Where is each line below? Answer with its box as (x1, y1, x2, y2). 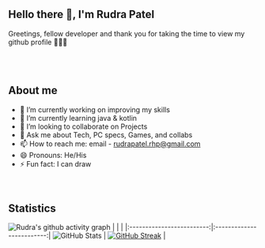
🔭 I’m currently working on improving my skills (19, 104, 170, 115)
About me (8, 84, 58, 97)
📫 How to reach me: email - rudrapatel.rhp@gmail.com (19, 139, 201, 148)
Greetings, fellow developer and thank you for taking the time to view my (8, 28, 245, 38)
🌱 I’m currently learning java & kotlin (19, 113, 137, 122)
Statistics (8, 202, 57, 216)
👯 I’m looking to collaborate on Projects (19, 122, 148, 131)
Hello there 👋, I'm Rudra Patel (8, 8, 155, 21)
